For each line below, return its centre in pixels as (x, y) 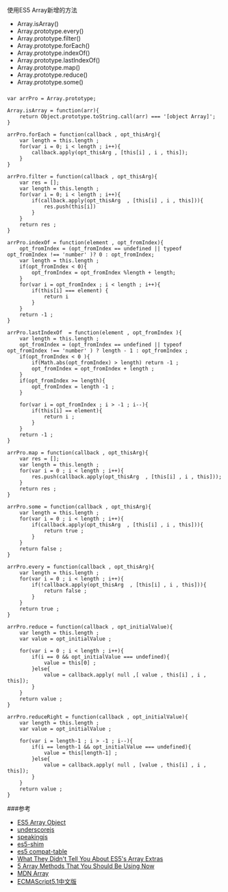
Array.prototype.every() (50, 31)
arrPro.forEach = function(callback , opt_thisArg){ (84, 134)
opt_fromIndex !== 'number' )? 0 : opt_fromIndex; (81, 255)
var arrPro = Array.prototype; (52, 98)
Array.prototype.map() (49, 68)
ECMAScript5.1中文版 (47, 881)
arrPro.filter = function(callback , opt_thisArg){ (82, 176)
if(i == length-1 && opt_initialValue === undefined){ (112, 747)
